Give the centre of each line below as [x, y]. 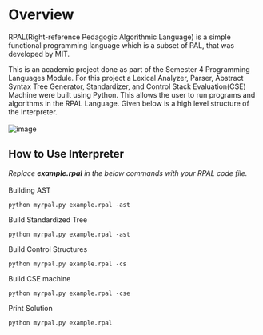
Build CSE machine [40, 278]
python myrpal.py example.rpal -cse [69, 293]
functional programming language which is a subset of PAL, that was [122, 45]
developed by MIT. [39, 54]
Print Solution [31, 308]
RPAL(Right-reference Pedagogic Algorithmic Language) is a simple [120, 37]
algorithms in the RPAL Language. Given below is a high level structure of [129, 103]
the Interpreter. [33, 112]
